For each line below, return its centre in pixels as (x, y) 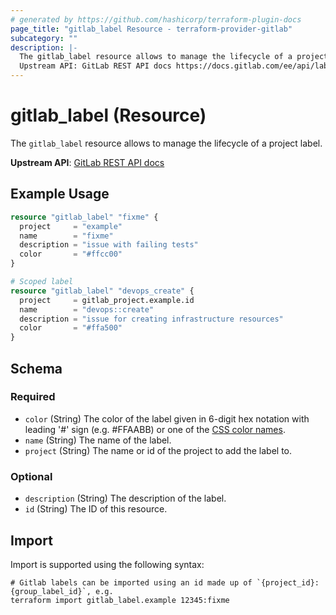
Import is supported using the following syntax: (107, 564)
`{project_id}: (288, 582)
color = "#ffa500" (71, 328)
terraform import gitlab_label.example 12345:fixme (120, 600)
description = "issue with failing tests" (109, 245)
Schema (36, 368)
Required (33, 397)
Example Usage (60, 194)
